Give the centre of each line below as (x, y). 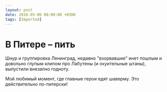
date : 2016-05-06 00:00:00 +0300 (40, 15)
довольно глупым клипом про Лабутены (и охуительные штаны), (76, 64)
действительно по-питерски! (37, 84)
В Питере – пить (40, 44)
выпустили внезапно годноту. (37, 69)
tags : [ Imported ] (24, 19)
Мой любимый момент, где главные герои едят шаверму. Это (72, 79)
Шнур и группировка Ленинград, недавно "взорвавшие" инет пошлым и (83, 58)
